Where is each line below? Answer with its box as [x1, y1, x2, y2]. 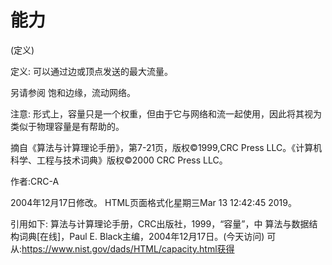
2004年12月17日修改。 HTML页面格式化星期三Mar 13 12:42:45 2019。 [10, 196, 297, 208]
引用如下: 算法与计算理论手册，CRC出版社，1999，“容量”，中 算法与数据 [10, 217, 310, 230]
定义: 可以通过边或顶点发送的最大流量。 [10, 65, 173, 77]
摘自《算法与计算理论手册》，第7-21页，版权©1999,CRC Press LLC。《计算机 [10, 141, 323, 153]
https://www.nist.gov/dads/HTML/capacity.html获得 [21, 242, 235, 255]
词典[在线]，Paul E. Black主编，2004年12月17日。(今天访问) [18, 230, 265, 242]
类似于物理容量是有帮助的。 [10, 120, 125, 132]
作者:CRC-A [10, 175, 60, 187]
